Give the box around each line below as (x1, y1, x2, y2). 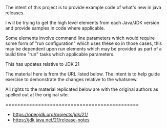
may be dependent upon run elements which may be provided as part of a (5, 46, 162, 52)
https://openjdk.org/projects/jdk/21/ (12, 112, 88, 117)
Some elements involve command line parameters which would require (5, 35, 155, 41)
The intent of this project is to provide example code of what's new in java (5, 5, 161, 10)
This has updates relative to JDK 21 (5, 61, 80, 67)
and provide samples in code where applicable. (5, 25, 105, 31)
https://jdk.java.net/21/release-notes (12, 117, 90, 123)
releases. (5, 10, 25, 16)
